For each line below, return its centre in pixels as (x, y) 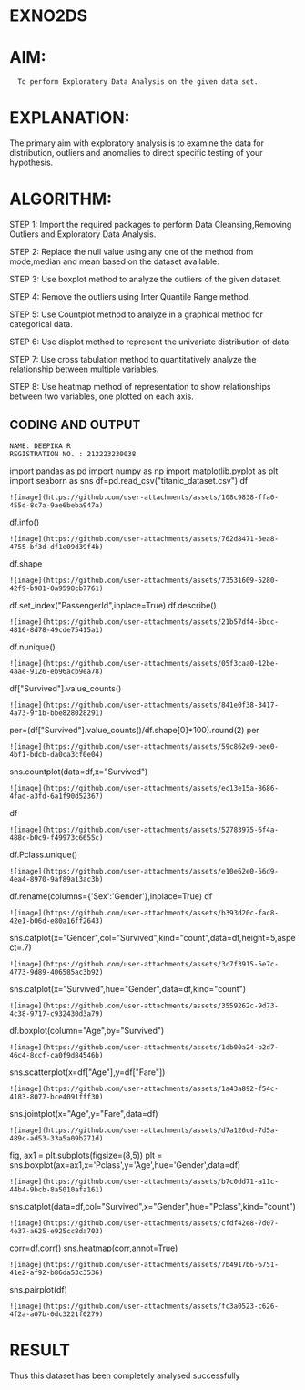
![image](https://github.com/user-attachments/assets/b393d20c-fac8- (144, 913)
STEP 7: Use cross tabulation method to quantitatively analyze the (133, 359)
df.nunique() (33, 647)
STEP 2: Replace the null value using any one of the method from (132, 252)
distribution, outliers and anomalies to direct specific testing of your (136, 153)
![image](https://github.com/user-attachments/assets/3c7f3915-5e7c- (144, 964)
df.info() (25, 522)
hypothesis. (31, 163)
